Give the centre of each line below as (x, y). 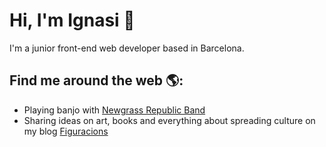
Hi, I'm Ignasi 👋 (72, 20)
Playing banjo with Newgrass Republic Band (114, 110)
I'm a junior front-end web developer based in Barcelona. (127, 48)
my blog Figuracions (66, 131)
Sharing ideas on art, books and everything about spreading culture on (169, 120)
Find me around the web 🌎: (96, 80)
